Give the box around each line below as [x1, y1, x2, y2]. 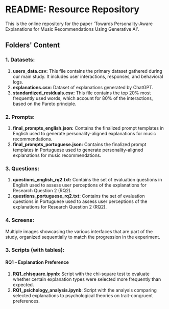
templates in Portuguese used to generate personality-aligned [12, 147, 143, 153]
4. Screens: [5, 217, 35, 224]
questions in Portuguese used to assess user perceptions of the [12, 198, 148, 204]
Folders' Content [5, 41, 60, 50]
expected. [12, 281, 34, 287]
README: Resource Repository [5, 4, 139, 15]
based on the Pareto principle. [12, 100, 77, 107]
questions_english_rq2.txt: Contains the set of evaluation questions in [12, 177, 162, 183]
